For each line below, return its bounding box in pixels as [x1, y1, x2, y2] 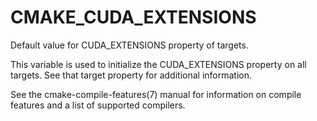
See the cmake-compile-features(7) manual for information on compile [10, 88, 302, 100]
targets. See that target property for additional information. [10, 69, 252, 81]
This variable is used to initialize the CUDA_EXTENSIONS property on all [10, 58, 307, 70]
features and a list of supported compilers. [10, 99, 186, 111]
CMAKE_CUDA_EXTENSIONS [10, 6, 257, 29]
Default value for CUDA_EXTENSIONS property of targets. [10, 39, 249, 51]
